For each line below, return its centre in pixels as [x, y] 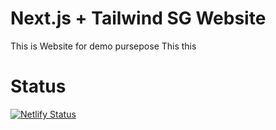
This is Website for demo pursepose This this [103, 46]
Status [38, 86]
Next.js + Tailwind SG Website [138, 18]
